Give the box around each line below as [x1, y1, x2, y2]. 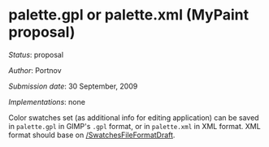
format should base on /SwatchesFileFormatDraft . [8, 130, 176, 140]
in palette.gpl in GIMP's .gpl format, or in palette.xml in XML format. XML [8, 121, 262, 131]
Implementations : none [8, 97, 85, 106]
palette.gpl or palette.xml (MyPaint [8, 6, 249, 24]
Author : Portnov [8, 65, 63, 75]
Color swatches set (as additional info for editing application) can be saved [8, 112, 259, 123]
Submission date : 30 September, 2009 [8, 81, 138, 91]
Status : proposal [8, 50, 63, 59]
